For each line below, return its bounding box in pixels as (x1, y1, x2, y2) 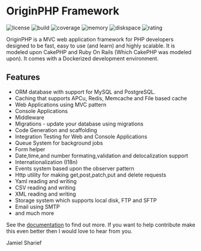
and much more (14, 209, 55, 217)
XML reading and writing (14, 190, 76, 198)
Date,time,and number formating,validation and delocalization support (14, 152, 188, 159)
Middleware (14, 113, 44, 121)
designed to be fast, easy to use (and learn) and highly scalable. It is (6, 42, 175, 49)
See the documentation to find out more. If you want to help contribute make (6, 221, 196, 228)
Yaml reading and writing (14, 177, 77, 184)
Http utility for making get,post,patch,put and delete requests (14, 171, 167, 178)
